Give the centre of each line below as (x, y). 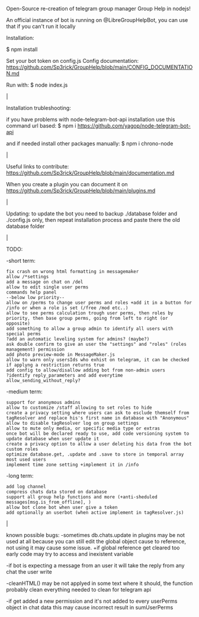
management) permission (36, 349)
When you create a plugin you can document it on (67, 184)
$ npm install (22, 49)
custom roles (22, 449)
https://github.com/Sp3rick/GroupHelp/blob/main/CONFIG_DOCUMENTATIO (99, 67)
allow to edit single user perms (47, 287)
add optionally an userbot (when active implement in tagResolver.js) (95, 513)
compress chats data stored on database (57, 492)
